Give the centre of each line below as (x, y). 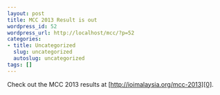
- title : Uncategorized (42, 45)
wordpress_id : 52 (32, 26)
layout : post (26, 13)
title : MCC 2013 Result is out (52, 20)
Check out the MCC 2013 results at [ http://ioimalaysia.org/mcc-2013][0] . (111, 84)
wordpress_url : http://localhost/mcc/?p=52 (71, 33)
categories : (24, 39)
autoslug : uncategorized (49, 59)
